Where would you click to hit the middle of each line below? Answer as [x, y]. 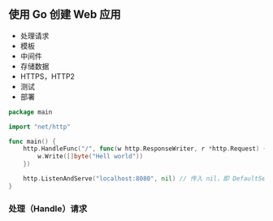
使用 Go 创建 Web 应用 [65, 15]
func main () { [32, 141]
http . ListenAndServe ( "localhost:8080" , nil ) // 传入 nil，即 [126, 179]
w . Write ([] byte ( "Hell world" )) [91, 157]
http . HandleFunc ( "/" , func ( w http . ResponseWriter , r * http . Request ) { [145, 149]
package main [30, 112]
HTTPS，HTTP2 [48, 76]
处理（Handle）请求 [48, 208]
